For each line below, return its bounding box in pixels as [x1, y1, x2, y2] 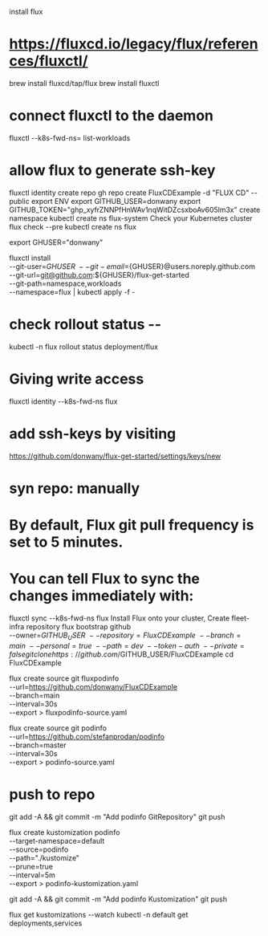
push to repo [9, 785, 95, 804]
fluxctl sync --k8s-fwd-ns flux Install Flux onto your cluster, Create [9, 613, 230, 623]
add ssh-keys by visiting [9, 425, 177, 442]
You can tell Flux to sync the [9, 570, 200, 588]
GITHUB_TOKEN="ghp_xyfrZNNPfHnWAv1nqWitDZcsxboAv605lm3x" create [9, 205, 261, 214]
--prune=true [9, 861, 53, 871]
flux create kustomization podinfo [9, 827, 120, 837]
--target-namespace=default [9, 836, 105, 845]
